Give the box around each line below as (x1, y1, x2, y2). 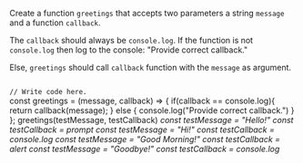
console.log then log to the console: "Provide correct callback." (9, 44, 248, 55)
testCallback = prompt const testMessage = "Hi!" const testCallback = (9, 124, 276, 135)
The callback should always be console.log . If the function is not (9, 35, 253, 45)
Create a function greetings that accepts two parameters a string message (9, 8, 285, 18)
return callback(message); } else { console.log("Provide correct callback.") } (9, 105, 295, 116)
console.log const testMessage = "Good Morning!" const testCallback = (9, 134, 280, 144)
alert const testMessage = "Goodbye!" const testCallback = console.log (9, 144, 280, 154)
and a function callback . (9, 17, 102, 28)
